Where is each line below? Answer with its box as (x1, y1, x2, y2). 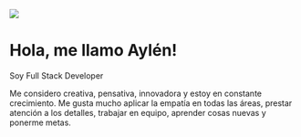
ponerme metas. (9, 117, 71, 128)
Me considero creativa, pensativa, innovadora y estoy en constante (9, 88, 263, 99)
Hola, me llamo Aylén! (9, 40, 178, 61)
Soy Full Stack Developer (9, 69, 104, 81)
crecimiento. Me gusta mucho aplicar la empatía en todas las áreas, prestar (9, 97, 293, 109)
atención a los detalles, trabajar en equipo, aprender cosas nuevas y (9, 107, 266, 118)
